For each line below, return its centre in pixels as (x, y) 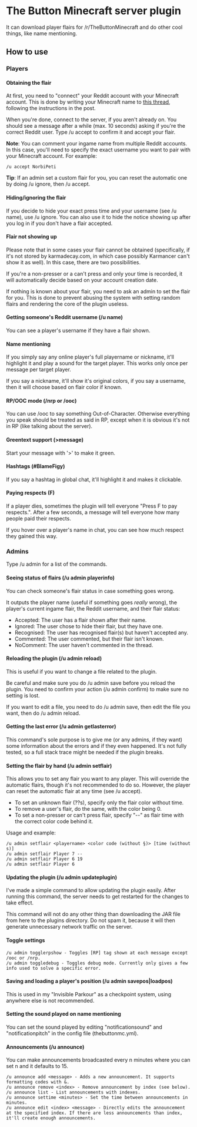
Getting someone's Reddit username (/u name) (65, 317)
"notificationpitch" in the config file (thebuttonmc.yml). (72, 1033)
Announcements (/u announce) (45, 1047)
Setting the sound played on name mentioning (64, 1014)
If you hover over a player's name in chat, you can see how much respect (95, 530)
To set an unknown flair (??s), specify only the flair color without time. (99, 803)
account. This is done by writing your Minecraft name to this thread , (88, 102)
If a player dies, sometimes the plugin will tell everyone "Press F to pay (92, 506)
